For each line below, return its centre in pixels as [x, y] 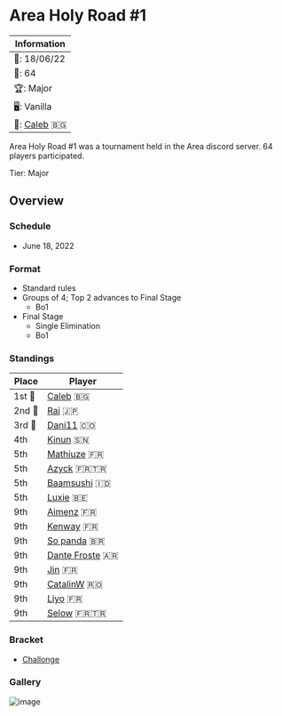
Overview [37, 201]
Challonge [41, 659]
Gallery [25, 682]
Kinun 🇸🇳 [69, 439]
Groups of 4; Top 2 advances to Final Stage [102, 297]
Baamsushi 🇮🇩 [79, 483]
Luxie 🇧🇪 [68, 497]
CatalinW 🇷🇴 [75, 584]
